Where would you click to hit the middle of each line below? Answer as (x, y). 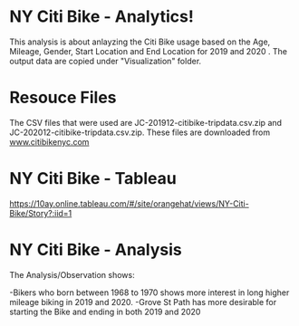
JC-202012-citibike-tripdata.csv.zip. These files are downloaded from (140, 132)
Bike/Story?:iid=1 (41, 213)
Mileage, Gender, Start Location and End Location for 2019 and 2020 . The (149, 51)
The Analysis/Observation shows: (72, 274)
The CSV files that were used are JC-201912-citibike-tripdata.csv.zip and (146, 122)
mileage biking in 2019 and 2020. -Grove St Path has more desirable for (143, 302)
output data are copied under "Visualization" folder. (106, 61)
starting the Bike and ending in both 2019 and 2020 (105, 312)
